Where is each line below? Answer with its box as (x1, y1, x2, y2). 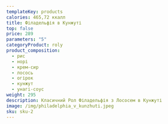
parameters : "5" (6, 36, 47, 42)
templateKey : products (6, 8, 63, 15)
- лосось (11, 70, 34, 76)
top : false (6, 25, 34, 32)
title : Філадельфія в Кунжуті (6, 20, 82, 26)
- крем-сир (11, 64, 39, 70)
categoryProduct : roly (6, 42, 63, 48)
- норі (11, 58, 28, 64)
